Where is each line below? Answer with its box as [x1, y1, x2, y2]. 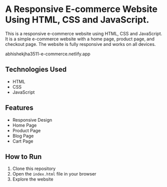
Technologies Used [5, 65, 66, 74]
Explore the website [12, 176, 53, 183]
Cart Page [12, 138, 33, 144]
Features [5, 104, 33, 112]
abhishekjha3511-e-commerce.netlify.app [5, 51, 91, 57]
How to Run [5, 152, 42, 161]
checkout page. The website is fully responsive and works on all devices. [5, 41, 156, 47]
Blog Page [12, 133, 34, 139]
